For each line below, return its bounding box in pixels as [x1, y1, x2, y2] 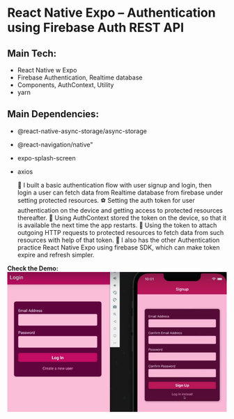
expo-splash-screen [17, 153, 77, 162]
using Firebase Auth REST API [7, 20, 185, 36]
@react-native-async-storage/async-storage [17, 127, 148, 135]
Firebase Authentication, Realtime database [17, 73, 143, 82]
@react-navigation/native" [17, 140, 93, 148]
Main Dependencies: [7, 108, 100, 120]
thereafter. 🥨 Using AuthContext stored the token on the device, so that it [17, 213, 227, 222]
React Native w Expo [17, 66, 77, 74]
